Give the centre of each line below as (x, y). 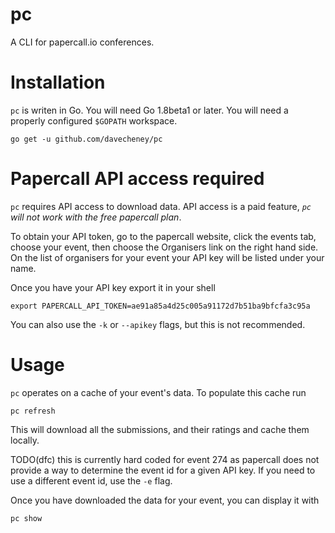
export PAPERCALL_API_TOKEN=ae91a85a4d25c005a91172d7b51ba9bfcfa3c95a (160, 306)
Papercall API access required (137, 179)
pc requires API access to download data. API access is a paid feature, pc (161, 206)
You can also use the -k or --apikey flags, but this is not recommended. (158, 324)
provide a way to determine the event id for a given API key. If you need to (163, 470)
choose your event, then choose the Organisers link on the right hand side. (164, 247)
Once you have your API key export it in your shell (113, 287)
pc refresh (33, 411)
